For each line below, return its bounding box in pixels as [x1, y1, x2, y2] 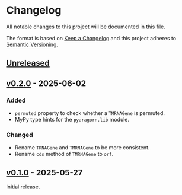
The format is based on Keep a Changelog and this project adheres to [6, 34, 177, 41]
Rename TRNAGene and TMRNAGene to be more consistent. [14, 144, 150, 151]
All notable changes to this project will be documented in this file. [6, 23, 166, 30]
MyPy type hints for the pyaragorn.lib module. [14, 116, 129, 123]
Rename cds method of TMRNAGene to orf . [14, 151, 114, 158]
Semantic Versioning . [6, 41, 58, 48]
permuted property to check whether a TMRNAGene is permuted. [14, 110, 165, 117]
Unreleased [6, 58, 50, 68]
